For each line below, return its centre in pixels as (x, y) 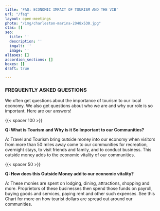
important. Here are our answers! (38, 111)
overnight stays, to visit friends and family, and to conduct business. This (78, 150)
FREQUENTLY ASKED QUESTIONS (46, 90)
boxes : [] (15, 64)
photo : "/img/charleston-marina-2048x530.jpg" (53, 23)
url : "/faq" (17, 14)
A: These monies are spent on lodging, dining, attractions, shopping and (77, 183)
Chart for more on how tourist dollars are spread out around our (69, 199)
